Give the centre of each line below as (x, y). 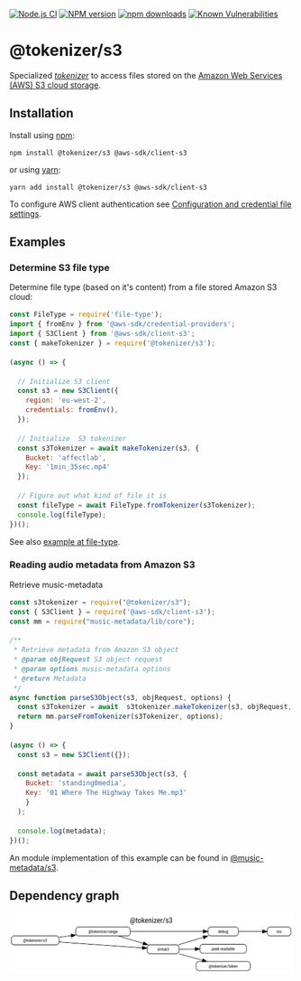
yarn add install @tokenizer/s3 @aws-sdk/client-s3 (108, 187)
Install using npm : (42, 135)
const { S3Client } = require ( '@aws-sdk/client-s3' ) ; (113, 612)
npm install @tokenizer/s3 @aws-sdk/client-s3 (98, 153)
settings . (26, 213)
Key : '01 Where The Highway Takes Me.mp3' (106, 793)
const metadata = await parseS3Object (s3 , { (102, 774)
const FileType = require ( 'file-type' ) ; (87, 315)
